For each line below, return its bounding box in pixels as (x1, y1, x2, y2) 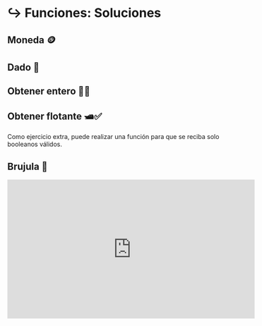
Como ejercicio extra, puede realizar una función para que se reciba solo (7, 133, 220, 141)
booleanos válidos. (7, 140, 62, 149)
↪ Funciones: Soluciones (7, 5, 161, 21)
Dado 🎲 (7, 61, 40, 73)
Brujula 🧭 (7, 160, 48, 172)
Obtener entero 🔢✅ (7, 85, 90, 97)
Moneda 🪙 (7, 34, 56, 46)
